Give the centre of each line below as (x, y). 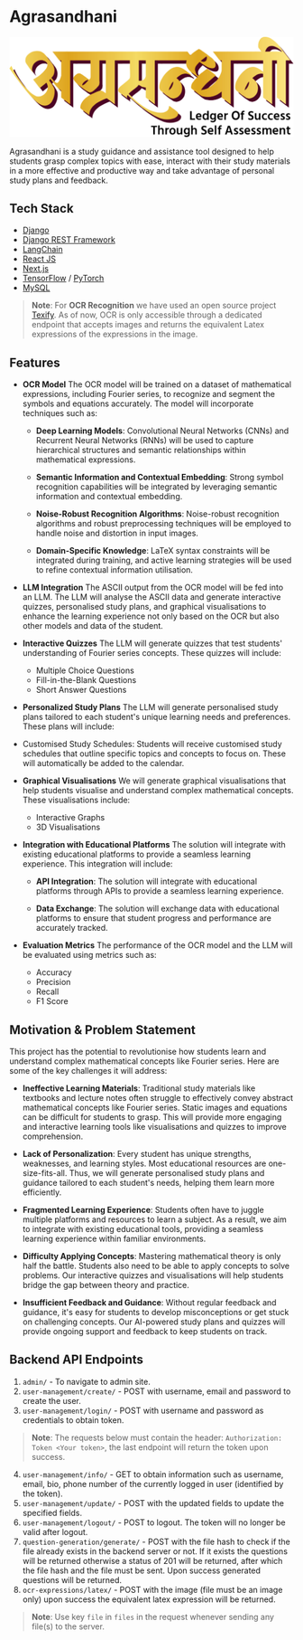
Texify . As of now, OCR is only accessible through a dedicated (147, 315)
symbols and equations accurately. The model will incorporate (138, 403)
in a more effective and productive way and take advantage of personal (142, 170)
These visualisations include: (76, 800)
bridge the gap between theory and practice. (106, 1285)
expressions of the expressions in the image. (115, 334)
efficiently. (42, 1192)
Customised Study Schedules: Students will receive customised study (152, 744)
